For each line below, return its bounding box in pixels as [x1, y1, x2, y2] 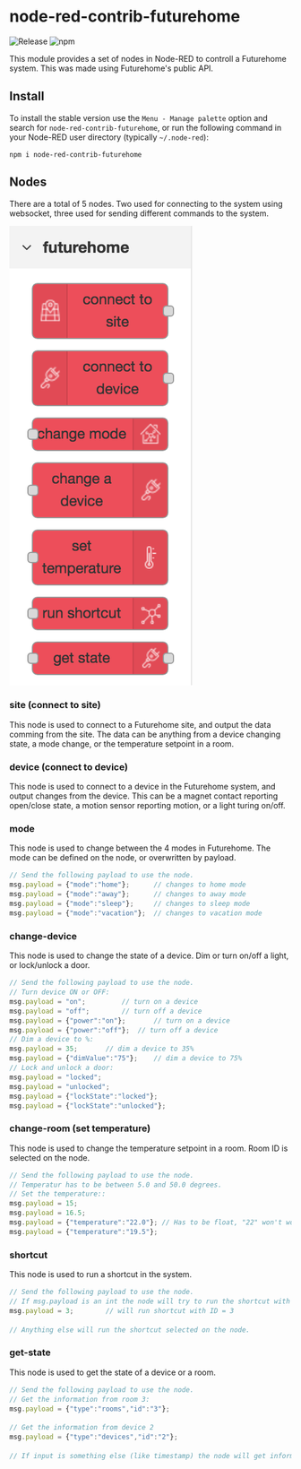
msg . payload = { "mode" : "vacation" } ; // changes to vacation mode [9, 908, 262, 918]
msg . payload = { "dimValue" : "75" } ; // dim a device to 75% [9, 1054, 243, 1063]
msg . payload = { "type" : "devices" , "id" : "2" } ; [9, 1432, 178, 1442]
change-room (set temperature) [9, 1122, 150, 1135]
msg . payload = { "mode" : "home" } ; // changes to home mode [9, 880, 246, 889]
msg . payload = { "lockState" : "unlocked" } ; [9, 1101, 167, 1110]
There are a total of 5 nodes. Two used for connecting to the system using [9, 198, 283, 209]
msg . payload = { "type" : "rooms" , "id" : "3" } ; [9, 1404, 170, 1413]
